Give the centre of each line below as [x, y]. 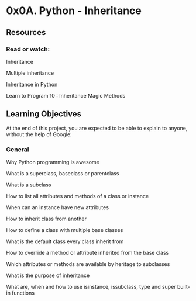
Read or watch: [28, 49]
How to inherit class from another [46, 219]
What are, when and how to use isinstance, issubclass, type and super [91, 286]
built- [184, 286]
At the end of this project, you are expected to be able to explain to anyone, [97, 128]
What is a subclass [29, 185]
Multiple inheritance [30, 73]
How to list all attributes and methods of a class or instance [78, 196]
